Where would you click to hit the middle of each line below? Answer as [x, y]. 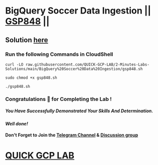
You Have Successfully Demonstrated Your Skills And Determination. [79, 111]
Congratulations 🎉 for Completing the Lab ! [59, 99]
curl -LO [14, 64]
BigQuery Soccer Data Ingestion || [78, 11]
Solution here [27, 40]
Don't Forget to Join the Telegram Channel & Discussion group [72, 135]
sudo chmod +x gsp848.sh [31, 78]
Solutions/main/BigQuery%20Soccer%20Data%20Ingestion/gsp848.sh [74, 69]
